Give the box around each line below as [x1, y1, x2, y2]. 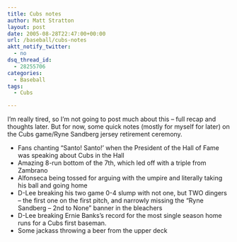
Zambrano [17, 166, 48, 175]
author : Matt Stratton [7, 17, 74, 24]
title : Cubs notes [7, 10, 62, 18]
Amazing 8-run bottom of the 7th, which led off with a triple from [17, 159, 207, 167]
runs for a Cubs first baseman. [17, 219, 107, 227]
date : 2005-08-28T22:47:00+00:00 [7, 30, 106, 38]
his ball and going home [17, 181, 88, 190]
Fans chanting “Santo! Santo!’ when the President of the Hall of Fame [17, 144, 219, 152]
